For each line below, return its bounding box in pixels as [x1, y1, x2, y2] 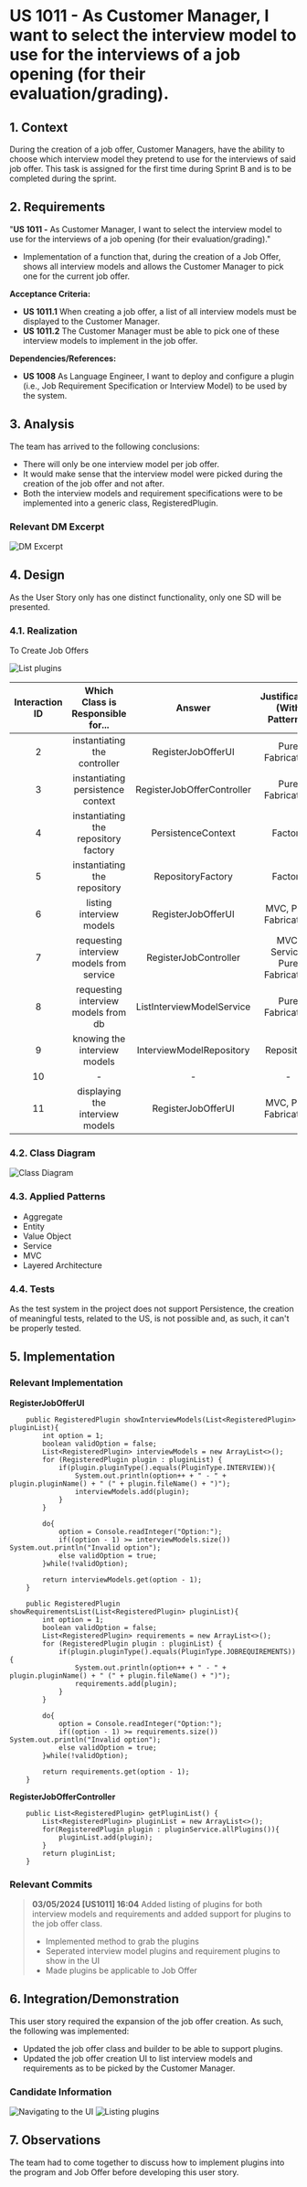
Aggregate [22, 1211, 63, 1222]
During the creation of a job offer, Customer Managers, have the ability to [9, 144, 285, 155]
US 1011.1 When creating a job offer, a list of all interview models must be [22, 305, 297, 316]
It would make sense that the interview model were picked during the [22, 468, 283, 479]
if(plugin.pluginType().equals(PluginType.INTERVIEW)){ [58, 1463, 276, 1472]
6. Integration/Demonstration [9, 1991, 180, 2007]
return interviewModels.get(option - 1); [42, 1574, 203, 1584]
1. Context [9, 120, 69, 135]
